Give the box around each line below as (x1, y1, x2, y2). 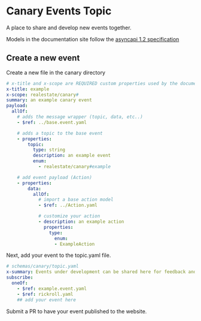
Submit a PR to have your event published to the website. (6, 307, 147, 315)
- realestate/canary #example (38, 163, 111, 169)
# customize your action (38, 213, 100, 219)
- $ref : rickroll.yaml (17, 291, 74, 297)
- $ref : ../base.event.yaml (17, 119, 87, 125)
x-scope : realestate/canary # (6, 92, 79, 98)
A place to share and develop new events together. (6, 24, 132, 31)
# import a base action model (38, 196, 114, 203)
